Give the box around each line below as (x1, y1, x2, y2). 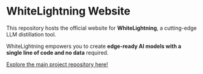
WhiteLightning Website (6, 4, 131, 18)
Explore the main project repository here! (6, 61, 109, 68)
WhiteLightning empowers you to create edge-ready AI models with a (6, 42, 181, 50)
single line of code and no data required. (6, 49, 109, 56)
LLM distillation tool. (6, 30, 56, 38)
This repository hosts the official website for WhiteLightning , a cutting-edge (6, 24, 197, 32)
